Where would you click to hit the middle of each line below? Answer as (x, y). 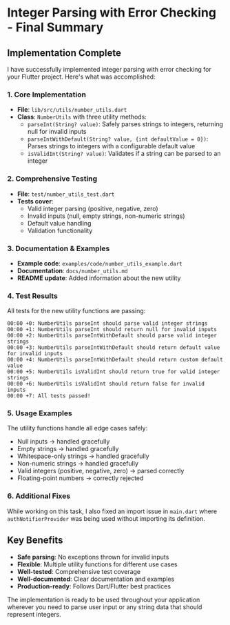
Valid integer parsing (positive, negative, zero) (93, 208)
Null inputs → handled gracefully (63, 442)
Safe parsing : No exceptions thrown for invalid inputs (93, 557)
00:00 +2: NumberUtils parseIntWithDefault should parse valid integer (112, 336)
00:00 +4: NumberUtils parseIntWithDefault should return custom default (115, 360)
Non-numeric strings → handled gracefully (78, 464)
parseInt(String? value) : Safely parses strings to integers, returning (125, 124)
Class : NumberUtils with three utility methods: (82, 117)
